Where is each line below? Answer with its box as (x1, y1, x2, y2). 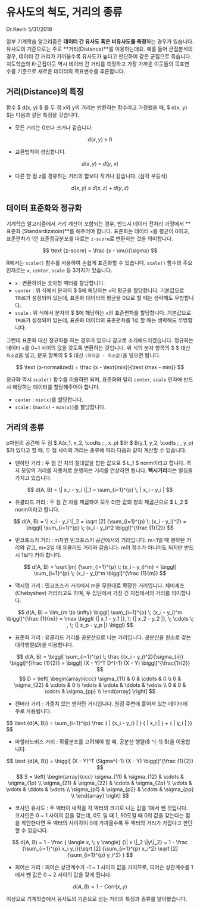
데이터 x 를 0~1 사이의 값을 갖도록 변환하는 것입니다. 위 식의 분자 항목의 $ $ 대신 (6, 344, 190, 351)
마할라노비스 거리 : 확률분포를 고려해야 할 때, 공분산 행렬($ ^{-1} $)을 (14, 738, 175, 745)
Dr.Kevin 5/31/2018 (6, 25, 52, 33)
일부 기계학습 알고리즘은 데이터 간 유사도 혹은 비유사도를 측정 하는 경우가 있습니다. (6, 38, 194, 45)
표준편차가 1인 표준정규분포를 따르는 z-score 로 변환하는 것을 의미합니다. (6, 235, 174, 242)
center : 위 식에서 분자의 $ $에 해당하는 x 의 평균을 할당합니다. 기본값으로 (14, 287, 185, 294)
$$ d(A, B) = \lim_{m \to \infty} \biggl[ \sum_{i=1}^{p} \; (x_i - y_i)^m (17, 609, 183, 616)
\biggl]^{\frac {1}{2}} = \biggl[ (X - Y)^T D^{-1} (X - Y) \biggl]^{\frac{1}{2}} (10, 659, 190, 667)
